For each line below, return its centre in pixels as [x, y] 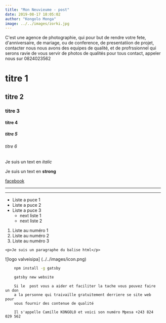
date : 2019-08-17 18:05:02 [33, 14]
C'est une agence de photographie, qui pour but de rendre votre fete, [76, 38]
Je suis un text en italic [29, 162]
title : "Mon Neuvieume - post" [37, 10]
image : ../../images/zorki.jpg [37, 23]
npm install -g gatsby [37, 268]
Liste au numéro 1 [30, 230]
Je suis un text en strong [31, 171]
